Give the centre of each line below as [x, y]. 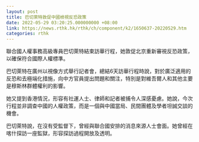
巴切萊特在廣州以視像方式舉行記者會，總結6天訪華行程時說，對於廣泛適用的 [99, 71]
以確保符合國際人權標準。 [37, 59]
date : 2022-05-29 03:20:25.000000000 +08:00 [62, 22]
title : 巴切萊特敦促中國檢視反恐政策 [46, 17]
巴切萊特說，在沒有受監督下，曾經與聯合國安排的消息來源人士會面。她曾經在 [99, 126]
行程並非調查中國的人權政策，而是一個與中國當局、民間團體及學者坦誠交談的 [99, 106]
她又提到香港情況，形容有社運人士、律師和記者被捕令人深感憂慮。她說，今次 [99, 99]
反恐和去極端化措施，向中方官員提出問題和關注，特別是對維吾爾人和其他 [94, 79]
